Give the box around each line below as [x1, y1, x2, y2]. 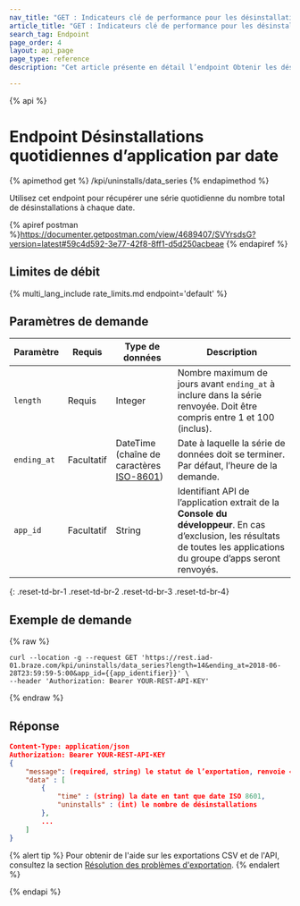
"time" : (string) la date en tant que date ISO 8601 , [56, 792, 266, 801]
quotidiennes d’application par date [9, 146, 279, 166]
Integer [115, 394, 146, 407]
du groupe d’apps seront [177, 552, 281, 564]
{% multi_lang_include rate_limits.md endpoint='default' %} [9, 288, 228, 299]
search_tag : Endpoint [9, 30, 90, 38]
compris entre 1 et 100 [177, 411, 275, 424]
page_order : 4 [9, 38, 62, 47]
